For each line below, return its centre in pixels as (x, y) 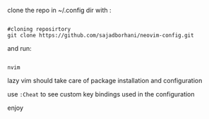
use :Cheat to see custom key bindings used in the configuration (101, 94)
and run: (19, 48)
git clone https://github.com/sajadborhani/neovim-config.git (101, 35)
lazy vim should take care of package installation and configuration (105, 81)
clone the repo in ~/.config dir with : (59, 10)
